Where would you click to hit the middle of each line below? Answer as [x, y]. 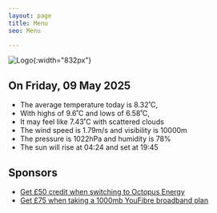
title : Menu [28, 23]
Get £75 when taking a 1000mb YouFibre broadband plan [114, 200]
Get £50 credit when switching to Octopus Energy [102, 192]
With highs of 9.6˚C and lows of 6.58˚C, [85, 114]
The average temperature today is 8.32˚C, [89, 105]
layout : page [30, 16]
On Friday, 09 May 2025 [70, 85]
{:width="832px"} [62, 60]
